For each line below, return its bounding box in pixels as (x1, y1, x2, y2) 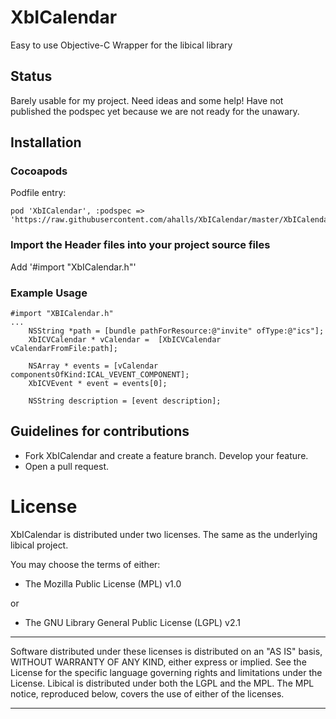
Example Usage (10, 286, 88, 300)
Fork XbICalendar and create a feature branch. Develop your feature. (24, 449, 309, 461)
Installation (10, 134, 82, 151)
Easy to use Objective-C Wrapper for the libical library (10, 39, 233, 51)
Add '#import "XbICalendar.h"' (10, 261, 137, 273)
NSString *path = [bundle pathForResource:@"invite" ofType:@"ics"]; (28, 326, 325, 336)
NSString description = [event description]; (28, 396, 222, 406)
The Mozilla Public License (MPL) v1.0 (24, 577, 182, 590)
